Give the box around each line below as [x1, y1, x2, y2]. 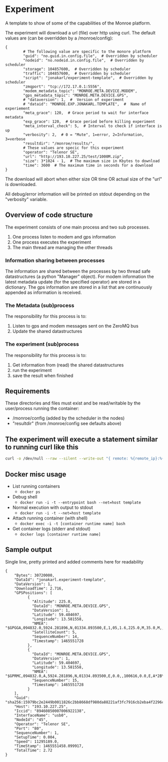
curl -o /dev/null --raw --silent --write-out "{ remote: [5, 456, 128, 461]
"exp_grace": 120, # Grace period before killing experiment [23, 119, 155, 124]
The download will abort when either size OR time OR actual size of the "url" [5, 176, 162, 182]
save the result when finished [12, 372, 73, 378]
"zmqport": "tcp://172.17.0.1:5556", [23, 84, 101, 89]
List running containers [12, 483, 60, 489]
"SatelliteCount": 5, [31, 629, 77, 634]
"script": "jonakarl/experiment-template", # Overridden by [23, 75, 153, 80]
